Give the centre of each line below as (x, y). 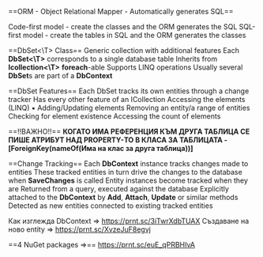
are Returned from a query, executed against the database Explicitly (118, 189)
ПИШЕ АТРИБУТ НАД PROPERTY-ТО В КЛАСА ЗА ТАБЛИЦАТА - (118, 140)
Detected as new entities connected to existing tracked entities (111, 206)
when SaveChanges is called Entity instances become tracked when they (128, 180)
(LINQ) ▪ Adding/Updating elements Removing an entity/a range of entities (129, 108)
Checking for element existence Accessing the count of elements (115, 116)
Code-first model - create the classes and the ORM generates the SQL (123, 26)
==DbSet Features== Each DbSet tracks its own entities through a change (129, 91)
